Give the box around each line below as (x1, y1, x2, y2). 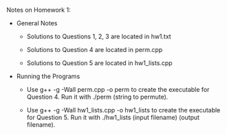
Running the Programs (16, 72, 80, 80)
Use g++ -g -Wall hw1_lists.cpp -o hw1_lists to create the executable (26, 106, 221, 114)
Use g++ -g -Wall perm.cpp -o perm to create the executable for (26, 86, 210, 93)
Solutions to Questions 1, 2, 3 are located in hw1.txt (26, 32, 171, 40)
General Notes (16, 19, 58, 27)
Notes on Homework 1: (6, 6, 71, 14)
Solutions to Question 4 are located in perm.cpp (26, 46, 163, 53)
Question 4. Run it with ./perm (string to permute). (26, 93, 169, 101)
